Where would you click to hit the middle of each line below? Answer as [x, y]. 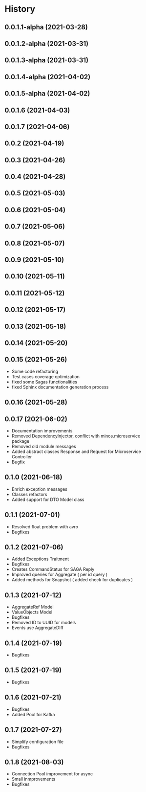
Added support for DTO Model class [48, 499]
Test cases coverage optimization [46, 376]
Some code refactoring [35, 371]
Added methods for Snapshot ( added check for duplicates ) [72, 580]
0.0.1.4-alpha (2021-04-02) [48, 77]
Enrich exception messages [40, 489]
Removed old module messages [44, 447]
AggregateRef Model [33, 607]
